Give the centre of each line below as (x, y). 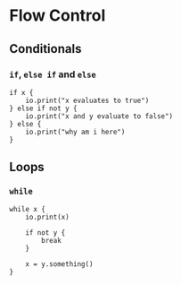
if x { (21, 92)
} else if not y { (43, 108)
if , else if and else (53, 74)
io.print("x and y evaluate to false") (99, 116)
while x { (28, 209)
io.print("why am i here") (75, 132)
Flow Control (58, 16)
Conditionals (45, 49)
